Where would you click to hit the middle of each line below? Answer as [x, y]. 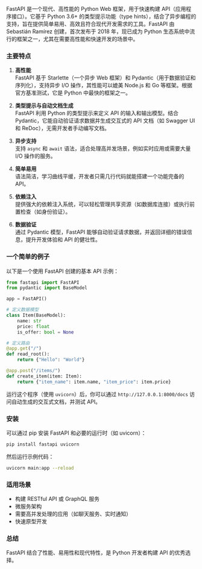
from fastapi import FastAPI [43, 282]
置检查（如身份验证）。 [43, 212]
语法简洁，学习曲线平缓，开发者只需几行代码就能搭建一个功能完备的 [99, 176]
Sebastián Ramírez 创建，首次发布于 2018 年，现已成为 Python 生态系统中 [98, 31]
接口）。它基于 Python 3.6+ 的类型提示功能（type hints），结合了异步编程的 [104, 16]
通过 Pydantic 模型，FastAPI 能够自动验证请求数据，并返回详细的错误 [101, 232]
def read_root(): [28, 354]
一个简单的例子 [28, 257]
